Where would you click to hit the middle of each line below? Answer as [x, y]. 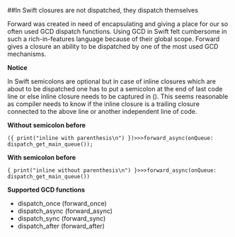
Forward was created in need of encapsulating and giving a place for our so [118, 24]
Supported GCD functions [46, 190]
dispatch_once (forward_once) [62, 203]
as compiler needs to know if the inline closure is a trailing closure [104, 104]
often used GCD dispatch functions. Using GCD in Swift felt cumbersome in [117, 31]
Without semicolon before [47, 125]
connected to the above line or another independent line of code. [102, 111]
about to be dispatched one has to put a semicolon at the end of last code [115, 89]
